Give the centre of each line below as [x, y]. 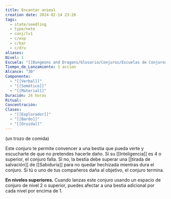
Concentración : [21, 105]
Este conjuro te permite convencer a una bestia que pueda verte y [75, 148]
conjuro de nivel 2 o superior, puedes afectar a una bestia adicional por [80, 185]
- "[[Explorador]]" [31, 115]
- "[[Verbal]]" [26, 81]
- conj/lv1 [21, 34]
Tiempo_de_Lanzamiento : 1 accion [41, 67]
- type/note [23, 29]
